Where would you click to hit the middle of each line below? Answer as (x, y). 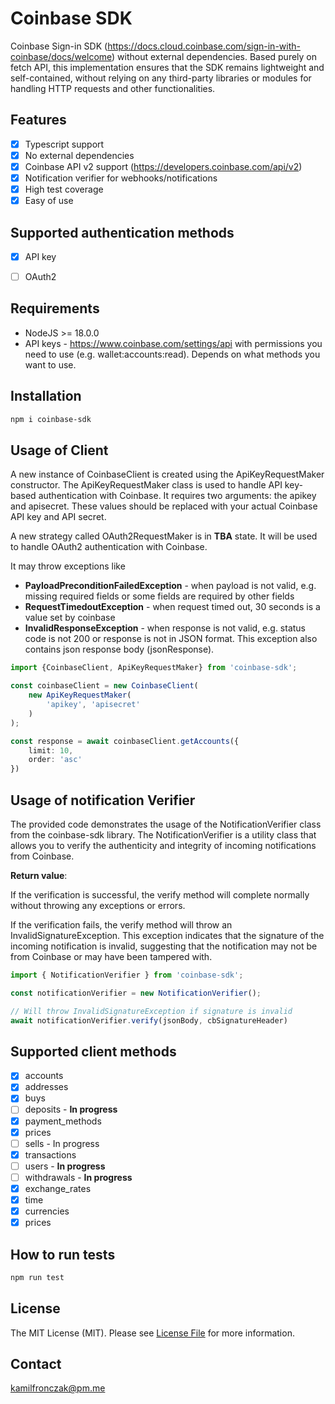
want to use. (50, 364)
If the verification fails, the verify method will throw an (121, 924)
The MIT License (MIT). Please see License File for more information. (152, 1333)
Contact (36, 1364)
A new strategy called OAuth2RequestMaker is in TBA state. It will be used (164, 536)
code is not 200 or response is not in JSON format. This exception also (171, 639)
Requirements (55, 308)
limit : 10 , (51, 750)
